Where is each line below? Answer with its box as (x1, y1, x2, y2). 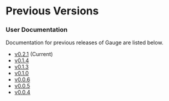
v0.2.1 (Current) (14, 51, 54, 58)
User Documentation (5, 26, 68, 34)
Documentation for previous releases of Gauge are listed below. (5, 39, 164, 46)
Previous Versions (5, 4, 99, 18)
